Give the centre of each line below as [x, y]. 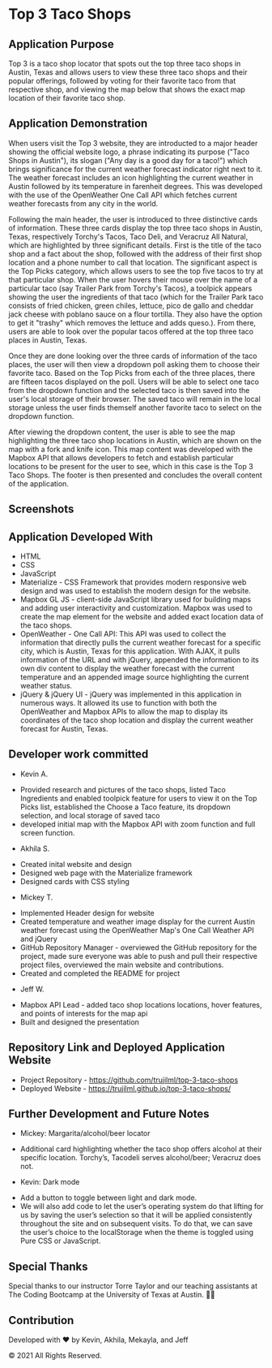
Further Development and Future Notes [109, 1114]
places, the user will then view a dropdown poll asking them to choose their [134, 364]
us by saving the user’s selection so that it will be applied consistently [136, 1215]
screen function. [47, 832]
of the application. [38, 483]
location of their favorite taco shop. [67, 98]
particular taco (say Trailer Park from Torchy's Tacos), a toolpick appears [130, 288]
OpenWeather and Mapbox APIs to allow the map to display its [124, 712]
